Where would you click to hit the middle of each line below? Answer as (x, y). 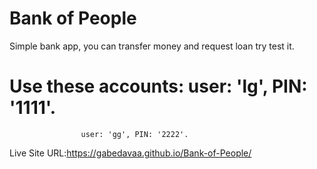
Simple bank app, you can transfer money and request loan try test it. (152, 46)
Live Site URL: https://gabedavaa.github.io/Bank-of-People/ (130, 153)
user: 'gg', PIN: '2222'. (134, 134)
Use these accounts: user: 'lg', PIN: (158, 86)
